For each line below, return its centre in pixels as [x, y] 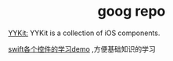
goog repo [132, 11]
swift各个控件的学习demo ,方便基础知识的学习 [82, 48]
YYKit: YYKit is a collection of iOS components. [84, 33]
